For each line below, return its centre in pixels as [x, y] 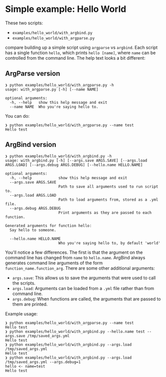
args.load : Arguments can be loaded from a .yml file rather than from [83, 288]
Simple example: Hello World [66, 9]
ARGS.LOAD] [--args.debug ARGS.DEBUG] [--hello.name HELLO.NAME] [74, 165]
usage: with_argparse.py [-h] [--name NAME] [52, 89]
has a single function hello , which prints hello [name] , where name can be [81, 53]
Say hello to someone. [33, 230]
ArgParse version [33, 74]
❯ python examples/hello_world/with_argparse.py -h [59, 85]
